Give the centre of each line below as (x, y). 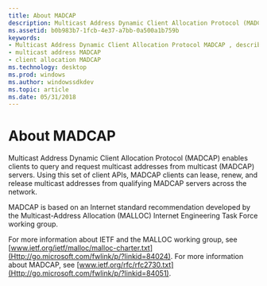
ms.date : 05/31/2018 (43, 97)
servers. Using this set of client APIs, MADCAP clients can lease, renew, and (133, 175)
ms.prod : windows (37, 75)
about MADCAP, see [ (44, 265)
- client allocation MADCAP (55, 60)
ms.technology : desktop (48, 68)
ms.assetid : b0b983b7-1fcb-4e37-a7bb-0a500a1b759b (94, 30)
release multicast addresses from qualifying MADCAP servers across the (128, 184)
